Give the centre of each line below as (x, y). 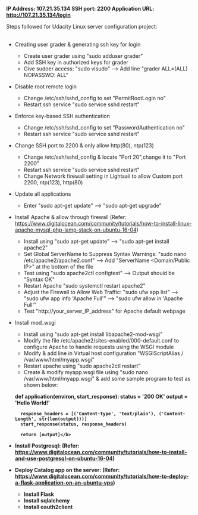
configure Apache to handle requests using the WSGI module (99, 347)
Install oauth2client (48, 507)
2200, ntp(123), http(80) (53, 182)
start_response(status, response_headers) (74, 424)
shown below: (41, 385)
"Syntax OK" (39, 279)
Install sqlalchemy (47, 500)
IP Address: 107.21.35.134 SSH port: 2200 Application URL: (80, 9)
